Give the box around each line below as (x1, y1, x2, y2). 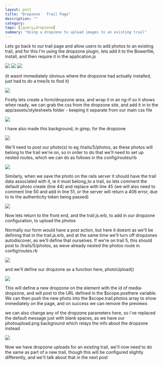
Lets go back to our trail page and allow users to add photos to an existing (5, 43, 154, 49)
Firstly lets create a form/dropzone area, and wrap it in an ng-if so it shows (5, 97, 155, 102)
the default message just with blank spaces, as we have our (5, 315, 125, 321)
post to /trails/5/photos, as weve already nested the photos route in (5, 243, 140, 249)
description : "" (5, 16, 38, 21)
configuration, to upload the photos (5, 218, 76, 223)
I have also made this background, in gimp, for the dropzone (5, 126, 126, 132)
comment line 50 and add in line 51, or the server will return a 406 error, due (5, 189, 158, 194)
